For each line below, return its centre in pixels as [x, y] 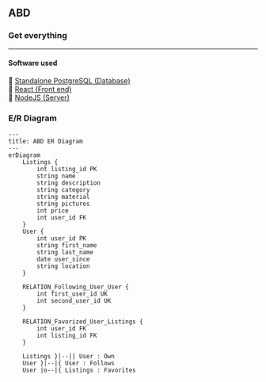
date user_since [63, 260]
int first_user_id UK [72, 294]
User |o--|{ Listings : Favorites [79, 371]
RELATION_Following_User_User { [76, 287]
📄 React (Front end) [40, 89]
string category [63, 190]
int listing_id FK [67, 336]
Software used [33, 63]
